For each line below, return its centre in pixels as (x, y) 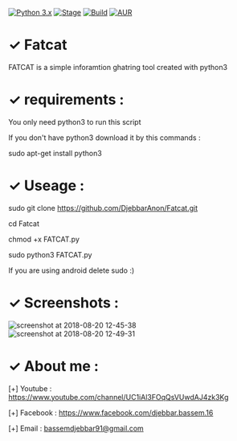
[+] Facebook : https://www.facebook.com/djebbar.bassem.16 (111, 412)
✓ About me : (53, 366)
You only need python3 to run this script (75, 122)
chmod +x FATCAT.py (44, 239)
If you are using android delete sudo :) (72, 270)
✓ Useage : (47, 186)
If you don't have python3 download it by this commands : (104, 138)
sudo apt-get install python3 (55, 153)
